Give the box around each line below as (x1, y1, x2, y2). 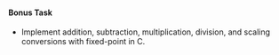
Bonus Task (8, 7, 52, 18)
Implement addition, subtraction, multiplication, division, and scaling (20, 27, 271, 37)
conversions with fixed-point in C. (20, 36, 146, 47)
